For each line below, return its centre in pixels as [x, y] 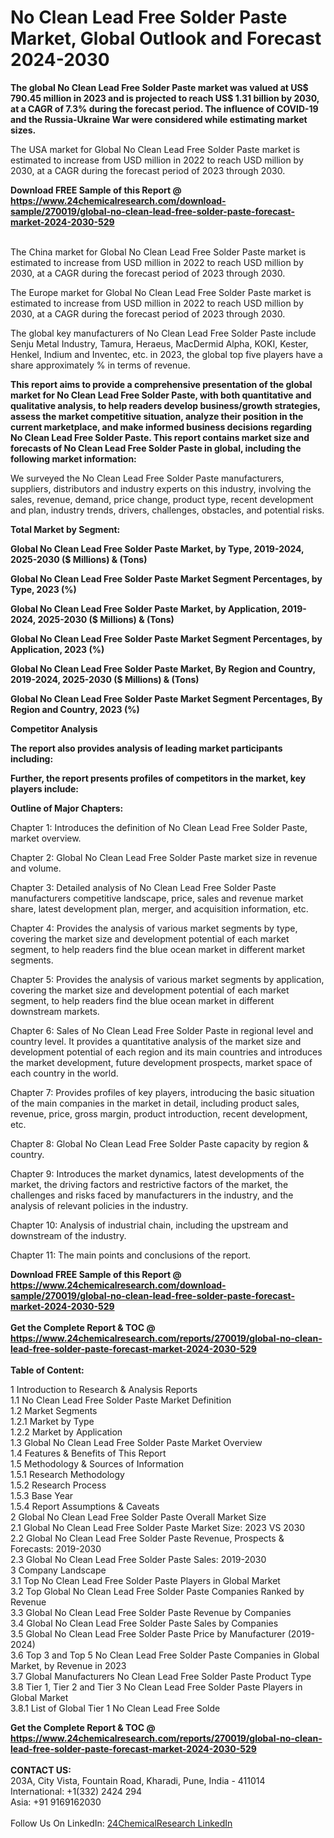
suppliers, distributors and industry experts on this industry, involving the [161, 488]
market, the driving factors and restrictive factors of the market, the [149, 1184]
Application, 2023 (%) [57, 649]
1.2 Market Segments [54, 1410]
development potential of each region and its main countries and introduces [166, 1052]
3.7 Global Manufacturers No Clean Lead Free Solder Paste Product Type [161, 1676]
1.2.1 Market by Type [52, 1421]
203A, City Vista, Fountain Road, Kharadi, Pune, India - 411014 [138, 1780]
